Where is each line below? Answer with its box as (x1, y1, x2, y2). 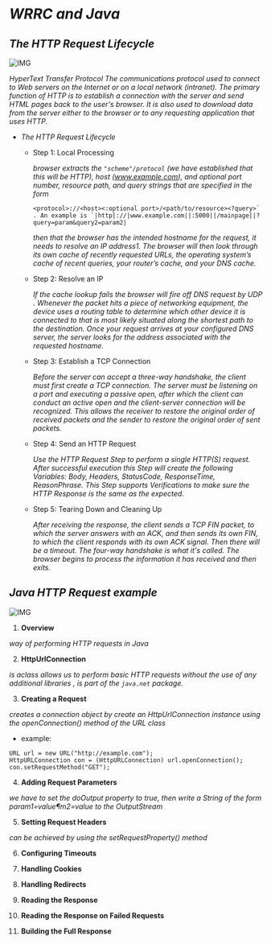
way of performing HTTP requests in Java (9, 638, 150, 648)
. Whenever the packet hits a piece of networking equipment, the (32, 299, 248, 307)
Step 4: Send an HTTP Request (32, 439, 137, 448)
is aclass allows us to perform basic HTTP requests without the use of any (9, 670, 257, 679)
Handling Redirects (20, 879, 87, 889)
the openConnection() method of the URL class (9, 718, 166, 728)
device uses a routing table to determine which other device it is (32, 307, 246, 316)
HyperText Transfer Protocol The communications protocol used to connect (9, 74, 261, 83)
